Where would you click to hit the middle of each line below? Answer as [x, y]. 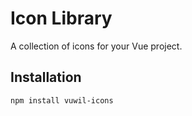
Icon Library [61, 18]
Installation [46, 77]
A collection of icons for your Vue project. [96, 46]
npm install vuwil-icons [62, 100]
